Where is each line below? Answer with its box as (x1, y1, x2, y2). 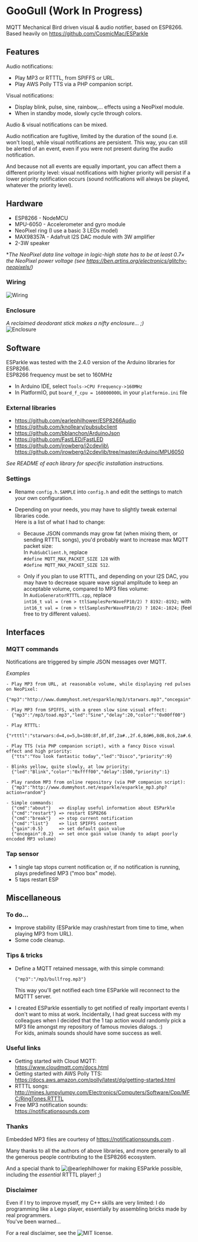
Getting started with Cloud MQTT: (14, 1057, 97, 1064)
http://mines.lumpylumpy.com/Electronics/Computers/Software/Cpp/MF (14, 1089, 190, 1096)
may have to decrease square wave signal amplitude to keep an (23, 578, 179, 586)
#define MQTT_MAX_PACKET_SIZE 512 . (23, 561, 110, 568)
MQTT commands (6, 645, 59, 653)
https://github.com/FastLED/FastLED (14, 436, 104, 443)
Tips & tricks (6, 952, 43, 960)
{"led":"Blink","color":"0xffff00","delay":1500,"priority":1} (11, 769, 170, 775)
